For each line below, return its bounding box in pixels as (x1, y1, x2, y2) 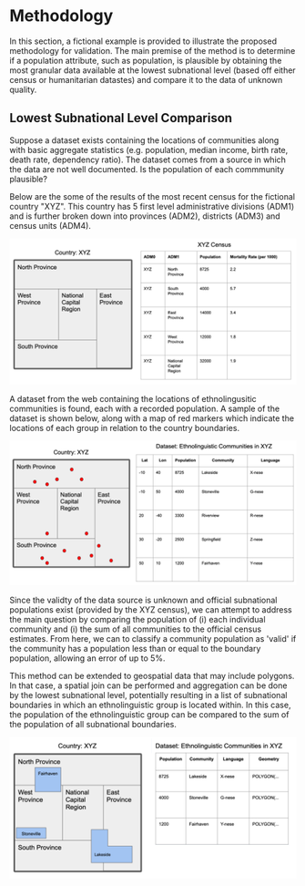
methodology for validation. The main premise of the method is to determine (9, 45, 296, 56)
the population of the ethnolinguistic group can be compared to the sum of (9, 709, 290, 720)
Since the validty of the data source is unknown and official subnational (9, 594, 278, 606)
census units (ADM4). (9, 220, 91, 231)
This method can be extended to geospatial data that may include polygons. (9, 671, 295, 682)
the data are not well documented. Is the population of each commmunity (9, 163, 285, 174)
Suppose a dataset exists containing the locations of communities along (9, 134, 280, 146)
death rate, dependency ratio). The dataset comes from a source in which (9, 154, 287, 165)
